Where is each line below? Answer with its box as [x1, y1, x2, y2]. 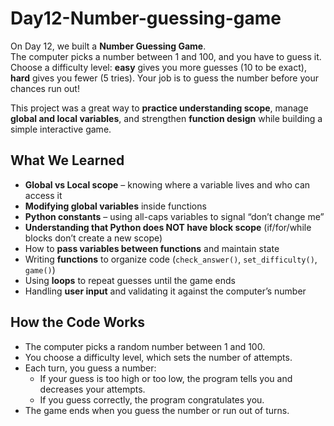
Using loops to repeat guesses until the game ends [24, 274, 236, 286]
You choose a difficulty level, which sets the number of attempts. [24, 351, 293, 363]
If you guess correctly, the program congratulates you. [39, 393, 265, 406]
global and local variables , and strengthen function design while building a [10, 112, 323, 124]
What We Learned [10, 152, 125, 169]
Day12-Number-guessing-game [10, 7, 282, 30]
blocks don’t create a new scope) [24, 232, 163, 244]
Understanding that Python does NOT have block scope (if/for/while [24, 221, 312, 233]
